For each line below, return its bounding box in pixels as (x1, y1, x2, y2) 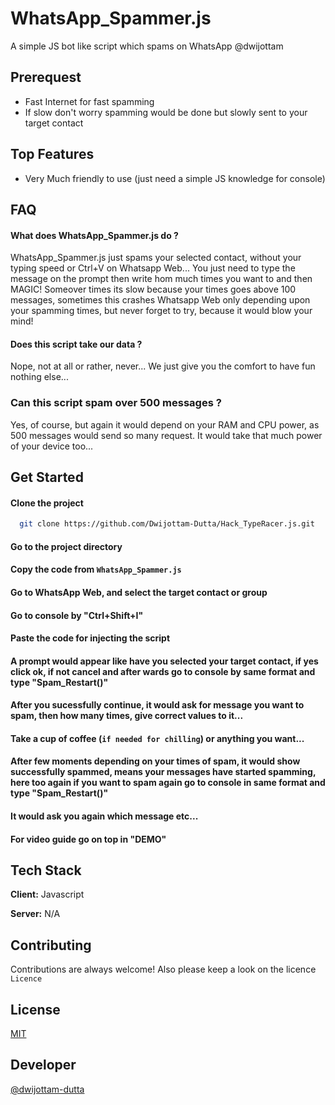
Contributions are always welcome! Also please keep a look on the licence (10, 963, 317, 976)
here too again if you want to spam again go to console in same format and (10, 777, 326, 789)
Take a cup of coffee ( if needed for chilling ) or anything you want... (10, 732, 305, 744)
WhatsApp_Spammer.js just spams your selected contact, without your (10, 252, 302, 264)
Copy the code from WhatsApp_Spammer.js (10, 563, 182, 576)
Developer (10, 1057, 77, 1074)
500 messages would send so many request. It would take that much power (10, 429, 323, 441)
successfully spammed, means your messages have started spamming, (10, 766, 317, 778)
